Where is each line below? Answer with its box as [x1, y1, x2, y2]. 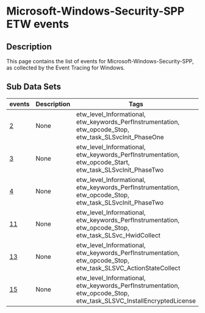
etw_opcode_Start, [76, 158, 130, 166]
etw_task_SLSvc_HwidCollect [76, 231, 160, 239]
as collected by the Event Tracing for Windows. [6, 64, 125, 71]
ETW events [6, 17, 69, 31]
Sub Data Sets [6, 82, 61, 92]
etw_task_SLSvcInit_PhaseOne [76, 133, 164, 141]
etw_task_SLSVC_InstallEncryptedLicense [76, 297, 196, 305]
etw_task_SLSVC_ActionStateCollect [76, 264, 181, 272]
